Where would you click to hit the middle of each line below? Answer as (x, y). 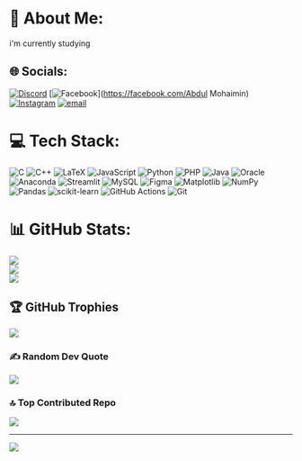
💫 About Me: (57, 18)
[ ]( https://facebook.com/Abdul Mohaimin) (149, 93)
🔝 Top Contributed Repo (63, 402)
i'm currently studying (50, 43)
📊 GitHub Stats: (71, 229)
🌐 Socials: (39, 72)
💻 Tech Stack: (65, 141)
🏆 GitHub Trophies (64, 307)
